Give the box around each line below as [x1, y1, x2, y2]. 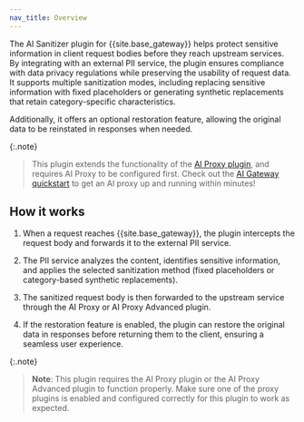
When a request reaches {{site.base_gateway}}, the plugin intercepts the [22, 228, 295, 239]
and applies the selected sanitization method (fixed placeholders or [22, 265, 275, 276]
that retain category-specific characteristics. [9, 96, 176, 107]
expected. [31, 403, 70, 414]
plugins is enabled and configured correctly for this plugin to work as [31, 393, 290, 404]
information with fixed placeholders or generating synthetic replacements [9, 86, 284, 97]
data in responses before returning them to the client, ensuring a [22, 329, 265, 340]
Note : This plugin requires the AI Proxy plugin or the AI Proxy [31, 374, 260, 385]
